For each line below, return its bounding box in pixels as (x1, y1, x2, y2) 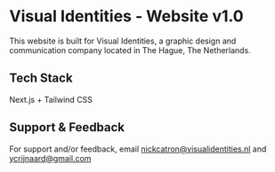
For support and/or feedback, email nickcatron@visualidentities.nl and (9, 144, 267, 154)
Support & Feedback (9, 120, 125, 135)
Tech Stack (9, 71, 73, 86)
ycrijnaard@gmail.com (9, 152, 92, 163)
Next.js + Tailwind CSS (9, 94, 93, 105)
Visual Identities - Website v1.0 (9, 6, 244, 27)
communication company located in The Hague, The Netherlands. (9, 44, 251, 55)
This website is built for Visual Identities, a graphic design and (9, 35, 237, 46)
